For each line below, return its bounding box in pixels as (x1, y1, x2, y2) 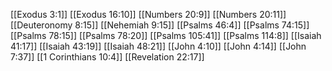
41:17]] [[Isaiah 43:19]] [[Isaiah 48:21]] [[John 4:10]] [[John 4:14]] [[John (10, 40, 307, 52)
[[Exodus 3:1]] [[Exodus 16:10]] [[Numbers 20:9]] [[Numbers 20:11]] (10, 9, 287, 20)
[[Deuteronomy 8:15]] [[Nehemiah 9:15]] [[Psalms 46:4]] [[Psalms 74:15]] (10, 19, 310, 31)
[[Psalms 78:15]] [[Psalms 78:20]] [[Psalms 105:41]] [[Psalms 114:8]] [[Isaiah (10, 30, 322, 41)
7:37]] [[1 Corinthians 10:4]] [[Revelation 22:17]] (10, 51, 205, 63)
